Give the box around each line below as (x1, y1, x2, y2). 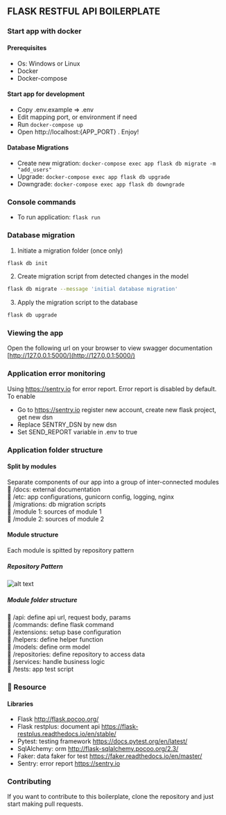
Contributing (7, 777, 51, 786)
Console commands (7, 197, 76, 207)
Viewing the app (7, 329, 64, 338)
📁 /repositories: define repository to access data (7, 650, 146, 658)
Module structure (7, 530, 59, 539)
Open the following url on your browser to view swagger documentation (7, 344, 213, 352)
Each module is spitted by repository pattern (7, 546, 134, 555)
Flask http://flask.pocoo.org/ (17, 715, 99, 723)
